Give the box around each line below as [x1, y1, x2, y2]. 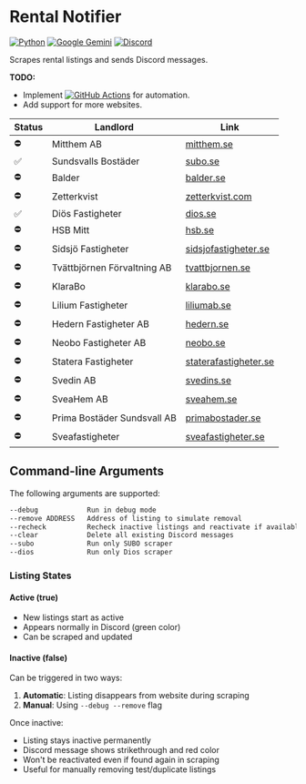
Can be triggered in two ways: [9, 672, 123, 684]
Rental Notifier [9, 6, 122, 27]
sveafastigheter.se [185, 431, 266, 443]
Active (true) [9, 592, 59, 603]
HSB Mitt [51, 224, 90, 237]
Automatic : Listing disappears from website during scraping [22, 690, 250, 701]
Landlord [94, 120, 135, 133]
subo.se [185, 155, 220, 168]
